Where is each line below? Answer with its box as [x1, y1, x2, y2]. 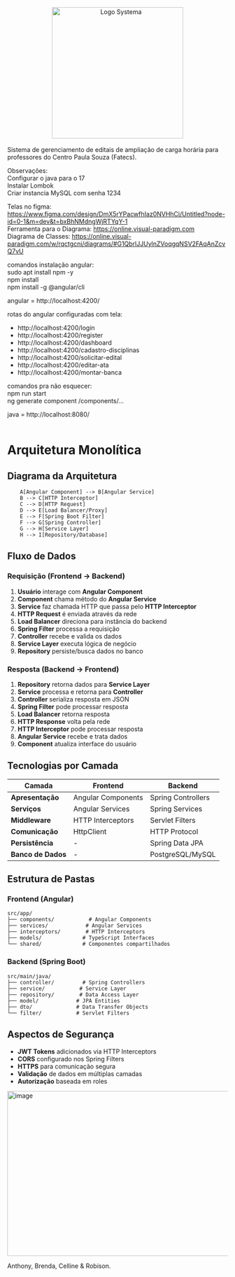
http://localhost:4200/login [17, 323, 96, 332]
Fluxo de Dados [7, 550, 76, 562]
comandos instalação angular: [7, 260, 94, 269]
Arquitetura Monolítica [7, 442, 142, 458]
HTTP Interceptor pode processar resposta [17, 725, 143, 733]
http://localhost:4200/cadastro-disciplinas [17, 346, 140, 354]
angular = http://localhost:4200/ [7, 297, 100, 305]
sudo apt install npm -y [7, 268, 74, 276]
